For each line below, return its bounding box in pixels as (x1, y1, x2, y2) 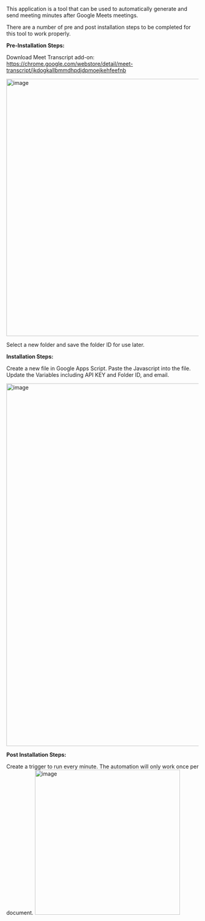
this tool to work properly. (6, 30, 71, 37)
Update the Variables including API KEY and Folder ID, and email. (6, 371, 170, 378)
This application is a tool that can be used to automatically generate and (6, 5, 187, 12)
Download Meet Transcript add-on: (6, 54, 95, 60)
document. (6, 909, 34, 916)
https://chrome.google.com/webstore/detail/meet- (6, 60, 133, 67)
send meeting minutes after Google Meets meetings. (6, 12, 138, 19)
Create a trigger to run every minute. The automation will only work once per (6, 763, 200, 770)
